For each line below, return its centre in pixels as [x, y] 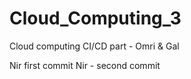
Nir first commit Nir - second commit [85, 65]
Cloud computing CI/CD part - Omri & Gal [94, 46]
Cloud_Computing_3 [95, 18]
